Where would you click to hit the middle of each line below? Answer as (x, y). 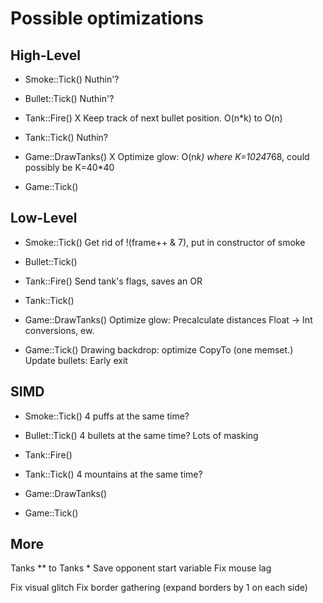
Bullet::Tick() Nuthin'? (69, 98)
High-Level (45, 55)
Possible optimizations (107, 18)
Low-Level (44, 218)
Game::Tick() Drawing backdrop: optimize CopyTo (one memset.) (159, 349)
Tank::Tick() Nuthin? (66, 137)
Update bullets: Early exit (76, 360)
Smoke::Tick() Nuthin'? (72, 79)
